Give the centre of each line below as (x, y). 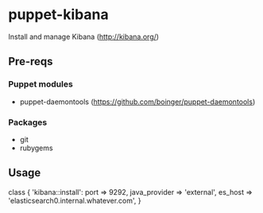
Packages (28, 122)
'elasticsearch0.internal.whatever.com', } (75, 200)
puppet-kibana (58, 15)
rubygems (36, 148)
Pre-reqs (31, 62)
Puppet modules (41, 84)
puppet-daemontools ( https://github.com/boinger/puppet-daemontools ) (137, 102)
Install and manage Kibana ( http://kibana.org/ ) (84, 37)
